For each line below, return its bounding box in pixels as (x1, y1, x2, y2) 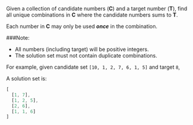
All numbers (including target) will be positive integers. (14, 46, 149, 53)
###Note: (6, 34, 30, 41)
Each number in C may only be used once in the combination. (6, 23, 158, 30)
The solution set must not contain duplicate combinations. (14, 52, 158, 59)
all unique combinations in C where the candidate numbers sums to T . (6, 11, 178, 18)
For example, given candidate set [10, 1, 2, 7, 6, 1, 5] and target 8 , (6, 63, 180, 70)
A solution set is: (6, 75, 47, 82)
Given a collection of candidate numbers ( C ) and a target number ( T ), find (6, 5, 188, 12)
